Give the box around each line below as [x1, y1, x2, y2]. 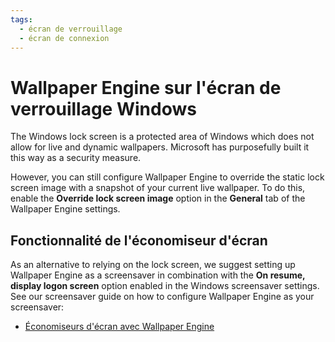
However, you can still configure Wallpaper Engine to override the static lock [10, 171, 325, 183]
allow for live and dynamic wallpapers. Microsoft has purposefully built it [10, 141, 310, 153]
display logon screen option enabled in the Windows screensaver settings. [10, 280, 320, 292]
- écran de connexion [19, 33, 110, 43]
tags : [10, 14, 33, 25]
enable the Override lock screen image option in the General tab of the [10, 192, 306, 205]
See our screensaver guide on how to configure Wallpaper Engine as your [10, 291, 315, 303]
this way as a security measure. [10, 152, 142, 164]
